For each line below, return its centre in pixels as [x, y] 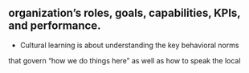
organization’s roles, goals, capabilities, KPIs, [124, 13]
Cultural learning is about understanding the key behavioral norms [129, 45]
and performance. [55, 26]
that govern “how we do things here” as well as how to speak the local [124, 60]
